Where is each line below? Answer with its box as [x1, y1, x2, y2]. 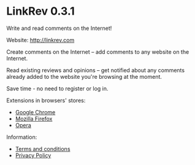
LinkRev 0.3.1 [6, 4, 75, 18]
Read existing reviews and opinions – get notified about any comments [6, 66, 185, 74]
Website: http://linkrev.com [6, 36, 75, 43]
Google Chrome [15, 108, 56, 116]
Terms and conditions [15, 145, 71, 152]
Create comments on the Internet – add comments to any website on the [6, 48, 189, 56]
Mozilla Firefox [15, 115, 53, 122]
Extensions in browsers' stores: [6, 97, 86, 104]
